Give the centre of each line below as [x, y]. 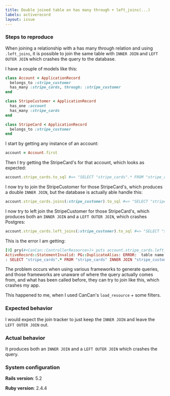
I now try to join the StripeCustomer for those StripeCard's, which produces [84, 187]
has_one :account [28, 106]
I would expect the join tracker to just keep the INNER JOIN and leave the [80, 319]
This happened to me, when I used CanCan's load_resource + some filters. [83, 295]
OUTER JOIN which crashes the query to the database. [61, 59]
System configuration [33, 367]
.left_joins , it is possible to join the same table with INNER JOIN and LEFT [82, 53]
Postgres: [15, 222]
